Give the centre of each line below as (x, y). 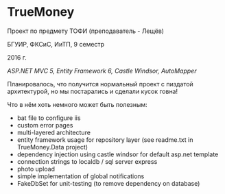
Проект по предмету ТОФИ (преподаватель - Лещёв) (86, 31)
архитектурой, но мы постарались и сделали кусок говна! (93, 91)
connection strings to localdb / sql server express (87, 161)
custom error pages (45, 125)
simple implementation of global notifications (81, 176)
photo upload (36, 169)
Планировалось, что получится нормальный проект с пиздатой (100, 84)
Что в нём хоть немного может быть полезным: (77, 104)
